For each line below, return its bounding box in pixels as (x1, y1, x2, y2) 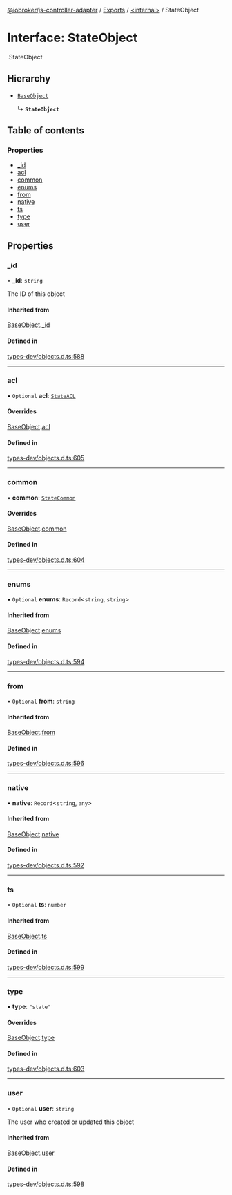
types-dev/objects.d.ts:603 (7, 1064, 85, 1073)
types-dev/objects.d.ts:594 (7, 657, 85, 666)
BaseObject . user (7, 1149, 55, 1157)
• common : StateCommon (7, 493, 76, 502)
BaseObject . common (7, 525, 67, 533)
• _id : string (7, 276, 43, 285)
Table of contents (7, 124, 84, 137)
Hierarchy (7, 73, 51, 85)
